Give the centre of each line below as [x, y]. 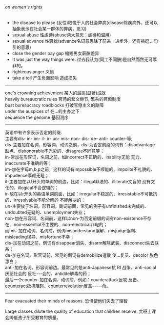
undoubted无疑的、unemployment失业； [46, 212]
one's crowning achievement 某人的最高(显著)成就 [55, 93]
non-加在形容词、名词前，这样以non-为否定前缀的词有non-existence [74, 218]
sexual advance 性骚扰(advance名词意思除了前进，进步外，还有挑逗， [83, 41]
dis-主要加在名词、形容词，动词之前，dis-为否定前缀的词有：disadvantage [80, 145]
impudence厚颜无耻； [27, 176]
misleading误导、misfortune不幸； [40, 237]
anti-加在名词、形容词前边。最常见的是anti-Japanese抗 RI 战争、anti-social [81, 268]
